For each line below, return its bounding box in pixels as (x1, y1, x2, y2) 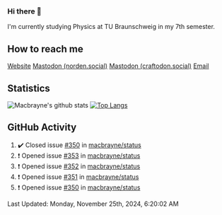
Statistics (7, 82, 51, 94)
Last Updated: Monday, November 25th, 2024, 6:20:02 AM (7, 199, 179, 208)
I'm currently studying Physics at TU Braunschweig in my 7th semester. (7, 23, 216, 31)
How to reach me (7, 42, 83, 55)
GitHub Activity (7, 122, 77, 134)
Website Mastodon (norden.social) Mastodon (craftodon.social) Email (7, 62, 209, 70)
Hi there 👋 (7, 6, 42, 16)
